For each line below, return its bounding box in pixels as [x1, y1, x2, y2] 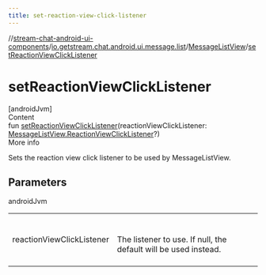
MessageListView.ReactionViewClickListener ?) [8, 129, 161, 138]
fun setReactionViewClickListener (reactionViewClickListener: [8, 120, 207, 130]
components [8, 41, 50, 51]
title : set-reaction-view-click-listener [8, 11, 147, 20]
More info [8, 137, 40, 147]
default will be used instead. [116, 244, 222, 255]
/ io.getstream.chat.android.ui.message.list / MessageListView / [48, 41, 249, 51]
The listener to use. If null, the [116, 234, 227, 245]
